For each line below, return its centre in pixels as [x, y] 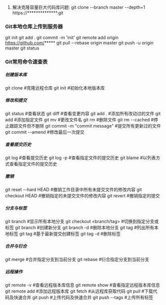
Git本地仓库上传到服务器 [34, 26]
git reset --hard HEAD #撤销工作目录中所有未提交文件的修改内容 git [74, 190]
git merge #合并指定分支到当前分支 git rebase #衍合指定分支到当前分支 [77, 260]
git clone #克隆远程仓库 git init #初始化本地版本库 [55, 88]
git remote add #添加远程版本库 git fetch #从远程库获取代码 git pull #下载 [79, 291]
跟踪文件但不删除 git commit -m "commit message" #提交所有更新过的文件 [85, 126]
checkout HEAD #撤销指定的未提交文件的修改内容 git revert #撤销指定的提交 [83, 196]
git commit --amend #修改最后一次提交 [45, 132]
